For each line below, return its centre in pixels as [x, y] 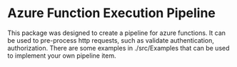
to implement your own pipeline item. [62, 56]
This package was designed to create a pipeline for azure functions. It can [117, 33]
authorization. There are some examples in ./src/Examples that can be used [118, 48]
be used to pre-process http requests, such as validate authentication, [111, 40]
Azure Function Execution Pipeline [112, 13]
